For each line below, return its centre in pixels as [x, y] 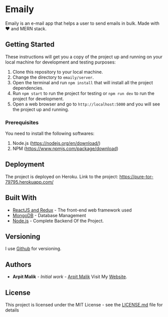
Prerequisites [22, 122]
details [12, 310]
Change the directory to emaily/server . [53, 77]
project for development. [38, 98]
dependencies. [28, 88]
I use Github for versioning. [33, 249]
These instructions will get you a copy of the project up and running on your [84, 57]
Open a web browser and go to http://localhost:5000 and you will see [86, 104]
